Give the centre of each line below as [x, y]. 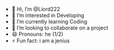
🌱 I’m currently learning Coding [49, 21]
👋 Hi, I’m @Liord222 [36, 9]
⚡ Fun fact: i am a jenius [41, 41]
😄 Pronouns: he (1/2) [37, 34]
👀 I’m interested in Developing [48, 15]
